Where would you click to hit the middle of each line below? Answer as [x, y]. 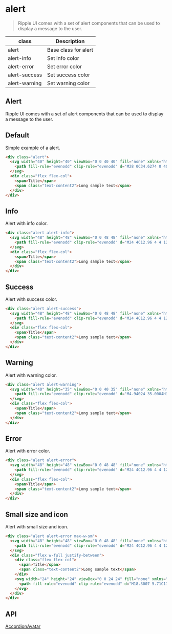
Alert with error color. [28, 451]
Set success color [69, 75]
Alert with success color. [31, 299]
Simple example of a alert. [33, 148]
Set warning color [68, 83]
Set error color [64, 66]
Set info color [63, 58]
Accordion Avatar [23, 626]
